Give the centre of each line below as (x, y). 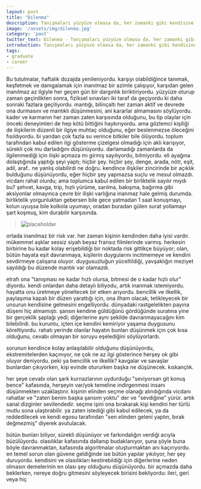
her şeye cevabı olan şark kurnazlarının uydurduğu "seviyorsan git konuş (96, 378)
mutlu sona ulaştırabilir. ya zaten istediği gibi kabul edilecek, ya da (88, 410)
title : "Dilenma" (28, 17)
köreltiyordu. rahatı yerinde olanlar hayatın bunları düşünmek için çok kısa (97, 330)
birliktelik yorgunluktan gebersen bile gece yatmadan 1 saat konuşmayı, (94, 200)
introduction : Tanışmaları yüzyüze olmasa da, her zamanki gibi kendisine (101, 45)
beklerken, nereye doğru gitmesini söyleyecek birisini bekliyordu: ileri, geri (98, 473)
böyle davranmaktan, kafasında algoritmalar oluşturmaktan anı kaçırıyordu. (98, 447)
